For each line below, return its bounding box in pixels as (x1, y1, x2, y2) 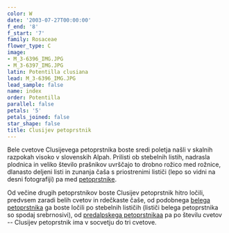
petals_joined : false (7, 113, 70, 120)
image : (7, 49, 26, 56)
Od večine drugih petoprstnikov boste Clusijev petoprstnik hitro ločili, (7, 188, 205, 197)
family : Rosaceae (7, 36, 58, 43)
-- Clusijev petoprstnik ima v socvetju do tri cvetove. (7, 218, 158, 227)
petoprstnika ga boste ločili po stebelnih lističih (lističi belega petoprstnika (7, 203, 219, 212)
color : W (7, 10, 33, 17)
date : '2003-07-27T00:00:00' (7, 17, 92, 24)
